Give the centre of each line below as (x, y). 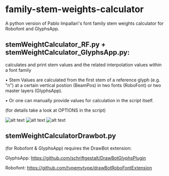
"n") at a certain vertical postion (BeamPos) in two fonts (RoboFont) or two (83, 85)
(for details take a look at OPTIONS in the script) (56, 110)
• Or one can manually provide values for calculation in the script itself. (79, 100)
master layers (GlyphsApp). (34, 91)
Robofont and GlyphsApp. (32, 28)
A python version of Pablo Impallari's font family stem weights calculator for (84, 23)
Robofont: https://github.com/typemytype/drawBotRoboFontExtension (79, 167)
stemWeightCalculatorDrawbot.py (61, 136)
